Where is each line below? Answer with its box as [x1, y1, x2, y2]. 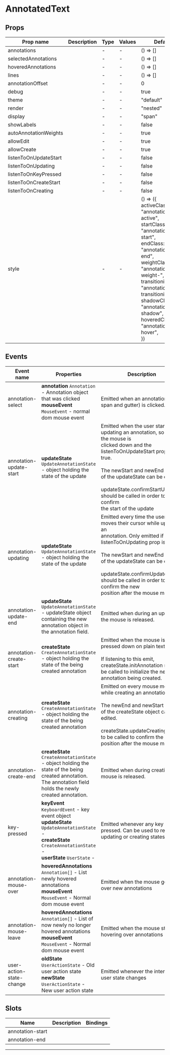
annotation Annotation [41, 382, 96, 389]
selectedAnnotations [8, 55, 57, 62]
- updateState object [41, 609, 92, 616]
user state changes [101, 974, 147, 981]
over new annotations [101, 884, 153, 891]
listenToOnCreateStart [8, 179, 61, 186]
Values [119, 39, 137, 45]
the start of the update [101, 505, 154, 512]
